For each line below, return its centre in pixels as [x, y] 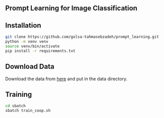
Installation [23, 25]
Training [19, 94]
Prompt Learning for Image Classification [71, 8]
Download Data [30, 67]
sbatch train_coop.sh [28, 111]
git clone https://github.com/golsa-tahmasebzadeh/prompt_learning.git [82, 37]
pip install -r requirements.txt [40, 51]
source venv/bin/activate [32, 46]
